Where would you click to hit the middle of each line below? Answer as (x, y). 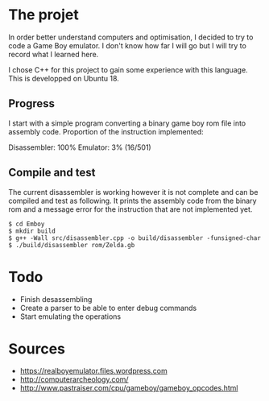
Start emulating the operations (70, 316)
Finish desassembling (56, 299)
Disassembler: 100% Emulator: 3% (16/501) (80, 147)
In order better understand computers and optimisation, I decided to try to (131, 37)
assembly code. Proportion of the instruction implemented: (106, 131)
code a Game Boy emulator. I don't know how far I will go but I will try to (128, 45)
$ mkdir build (32, 231)
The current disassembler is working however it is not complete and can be (133, 192)
